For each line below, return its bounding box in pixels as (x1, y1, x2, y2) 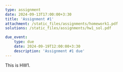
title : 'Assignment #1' (5, 16, 54, 21)
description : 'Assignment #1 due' (14, 48, 85, 54)
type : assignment (5, 7, 41, 12)
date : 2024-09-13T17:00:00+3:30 (5, 12, 72, 17)
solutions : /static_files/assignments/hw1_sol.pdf (5, 26, 112, 31)
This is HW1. (5, 62, 31, 68)
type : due (14, 39, 35, 45)
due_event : (5, 35, 28, 40)
